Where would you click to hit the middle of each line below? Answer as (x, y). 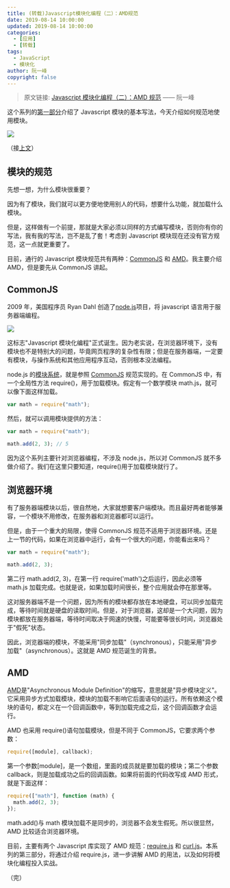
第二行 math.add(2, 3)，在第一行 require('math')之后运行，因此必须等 (105, 579)
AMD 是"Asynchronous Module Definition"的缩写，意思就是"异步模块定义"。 (114, 690)
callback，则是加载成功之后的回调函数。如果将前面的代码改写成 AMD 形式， (115, 774)
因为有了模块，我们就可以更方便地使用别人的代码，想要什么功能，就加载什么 (115, 204)
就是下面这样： (28, 782)
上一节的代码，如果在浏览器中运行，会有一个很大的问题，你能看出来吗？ (109, 539)
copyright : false (32, 77)
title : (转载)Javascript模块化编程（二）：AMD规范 (73, 13)
